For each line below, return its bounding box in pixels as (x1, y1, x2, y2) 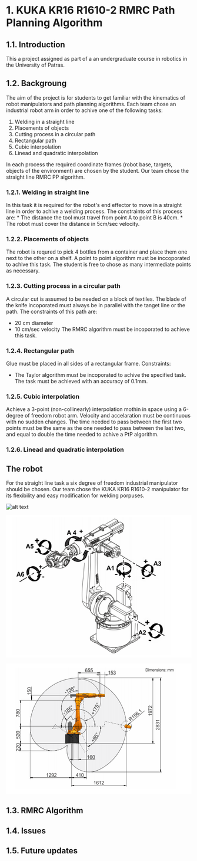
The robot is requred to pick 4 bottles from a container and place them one (6, 248, 188, 255)
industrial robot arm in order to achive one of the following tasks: (6, 107, 163, 114)
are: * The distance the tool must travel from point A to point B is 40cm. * (6, 214, 183, 221)
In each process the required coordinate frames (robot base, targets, (6, 160, 173, 168)
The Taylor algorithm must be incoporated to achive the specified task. (14, 372, 186, 378)
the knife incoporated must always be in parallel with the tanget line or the (6, 301, 186, 308)
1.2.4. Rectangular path (6, 346, 75, 354)
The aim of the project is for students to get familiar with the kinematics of (6, 94, 186, 101)
